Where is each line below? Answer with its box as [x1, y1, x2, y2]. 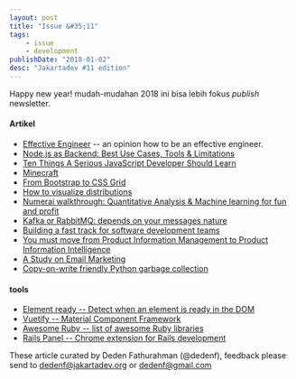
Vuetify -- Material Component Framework [22, 313, 181, 325]
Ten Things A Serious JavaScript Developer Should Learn [22, 158, 236, 169]
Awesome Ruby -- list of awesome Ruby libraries [22, 323, 205, 334]
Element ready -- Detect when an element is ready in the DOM [22, 304, 255, 315]
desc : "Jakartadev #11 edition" [9, 64, 131, 73]
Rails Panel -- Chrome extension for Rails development [22, 333, 227, 344]
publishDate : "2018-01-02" [9, 55, 111, 64]
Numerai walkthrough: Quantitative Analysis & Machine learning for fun [22, 196, 287, 208]
